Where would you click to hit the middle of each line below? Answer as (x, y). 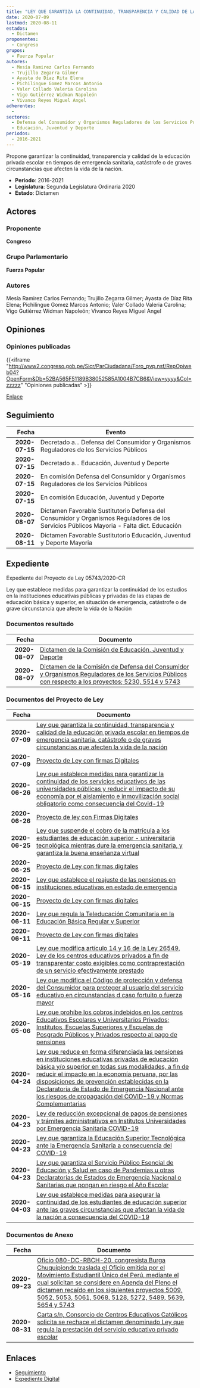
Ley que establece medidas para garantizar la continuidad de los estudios (97, 590)
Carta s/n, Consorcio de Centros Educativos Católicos (112, 1315)
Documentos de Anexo (40, 1235)
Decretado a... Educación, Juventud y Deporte (105, 463)
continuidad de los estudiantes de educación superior (112, 1202)
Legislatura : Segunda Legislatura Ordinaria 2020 (75, 186)
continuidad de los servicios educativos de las (101, 781)
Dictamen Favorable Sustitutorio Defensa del (103, 511)
